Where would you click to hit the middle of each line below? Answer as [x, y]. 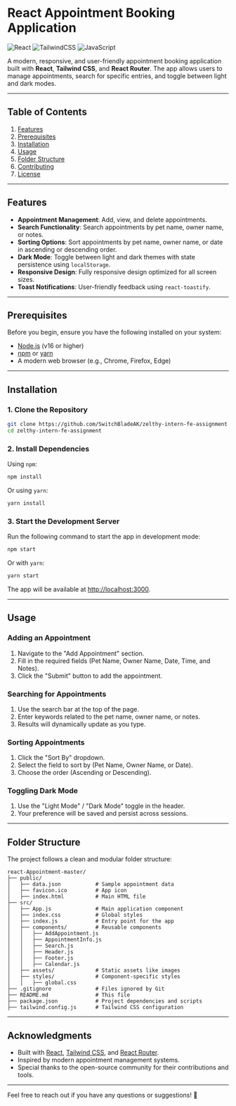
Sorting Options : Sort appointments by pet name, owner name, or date [120, 242]
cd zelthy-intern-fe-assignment [54, 430]
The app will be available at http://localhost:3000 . [79, 589]
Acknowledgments [50, 1035]
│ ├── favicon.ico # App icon [67, 891]
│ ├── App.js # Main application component [96, 909]
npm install [25, 477]
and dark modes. [32, 83]
